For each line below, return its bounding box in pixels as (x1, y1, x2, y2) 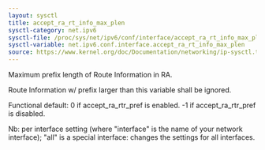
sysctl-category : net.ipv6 (8, 26, 97, 34)
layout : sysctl (8, 11, 58, 20)
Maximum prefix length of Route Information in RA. (8, 70, 173, 79)
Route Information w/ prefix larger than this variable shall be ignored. (8, 85, 232, 95)
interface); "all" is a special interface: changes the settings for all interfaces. (8, 133, 256, 142)
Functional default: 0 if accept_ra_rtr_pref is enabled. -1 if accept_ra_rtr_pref (8, 100, 256, 110)
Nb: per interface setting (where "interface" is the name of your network (8, 124, 243, 133)
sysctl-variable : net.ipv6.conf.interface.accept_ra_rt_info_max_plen (8, 41, 245, 49)
